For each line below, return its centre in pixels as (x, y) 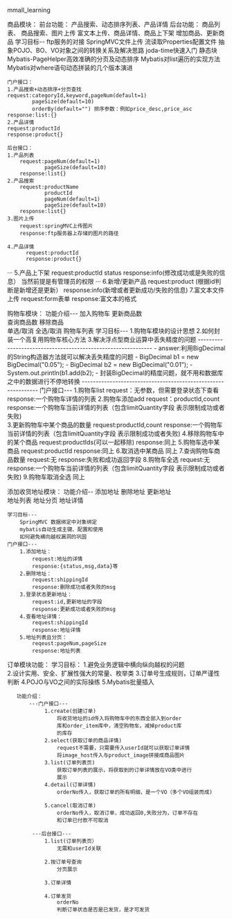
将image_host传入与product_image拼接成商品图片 (121, 755)
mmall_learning (29, 10)
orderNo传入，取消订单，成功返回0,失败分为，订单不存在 (127, 813)
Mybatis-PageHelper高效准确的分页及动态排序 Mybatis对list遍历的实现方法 (114, 59)
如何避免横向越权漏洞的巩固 (53, 537)
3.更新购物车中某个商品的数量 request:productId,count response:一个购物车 (115, 425)
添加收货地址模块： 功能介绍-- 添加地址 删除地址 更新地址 (89, 491)
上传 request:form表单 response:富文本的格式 (72, 299)
